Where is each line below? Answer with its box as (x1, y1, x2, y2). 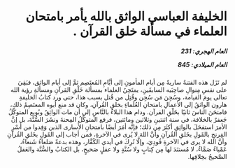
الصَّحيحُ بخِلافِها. (187, 153, 227, 161)
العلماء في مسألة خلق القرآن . (72, 23, 227, 39)
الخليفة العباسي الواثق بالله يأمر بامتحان (25, 8, 227, 24)
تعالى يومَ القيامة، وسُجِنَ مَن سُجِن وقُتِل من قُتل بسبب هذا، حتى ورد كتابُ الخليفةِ (19, 93, 227, 101)
